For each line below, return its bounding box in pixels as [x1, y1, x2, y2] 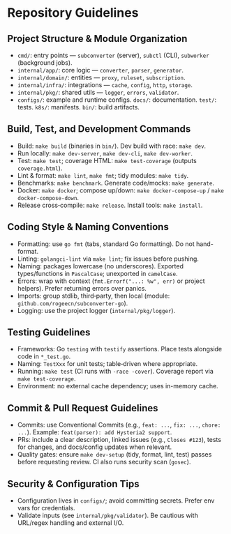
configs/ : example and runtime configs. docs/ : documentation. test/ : [17, 96, 217, 104]
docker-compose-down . [17, 193, 79, 201]
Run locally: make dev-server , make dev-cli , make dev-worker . [17, 148, 193, 158]
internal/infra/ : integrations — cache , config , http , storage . [17, 81, 193, 89]
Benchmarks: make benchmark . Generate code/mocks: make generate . [17, 178, 215, 187]
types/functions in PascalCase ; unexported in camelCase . [17, 269, 178, 277]
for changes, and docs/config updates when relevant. [17, 443, 172, 451]
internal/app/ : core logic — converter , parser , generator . [17, 66, 184, 74]
